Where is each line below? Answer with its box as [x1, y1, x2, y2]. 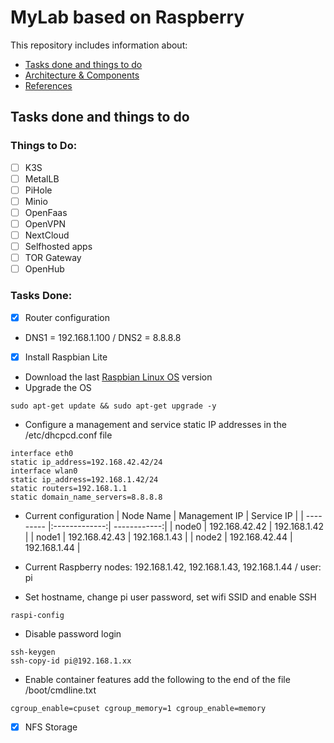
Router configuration [24, 311, 110, 323]
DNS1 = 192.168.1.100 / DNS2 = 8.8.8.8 [24, 331, 182, 343]
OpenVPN [24, 217, 66, 230]
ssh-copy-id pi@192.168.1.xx [10, 656, 132, 666]
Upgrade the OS [24, 381, 92, 393]
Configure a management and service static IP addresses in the [24, 418, 287, 430]
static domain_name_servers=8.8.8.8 [10, 492, 163, 502]
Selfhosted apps [24, 241, 93, 253]
